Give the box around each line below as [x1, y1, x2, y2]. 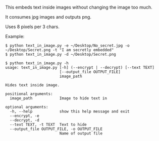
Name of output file [59, 131, 102, 136]
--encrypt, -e [10, 113, 39, 118]
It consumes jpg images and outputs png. [5, 14, 92, 20]
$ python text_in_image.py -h [5, 61, 69, 66]
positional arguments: [5, 91, 53, 96]
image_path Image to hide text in [10, 96, 108, 101]
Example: [5, 34, 25, 39]
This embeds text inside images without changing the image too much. [5, 5, 152, 10]
